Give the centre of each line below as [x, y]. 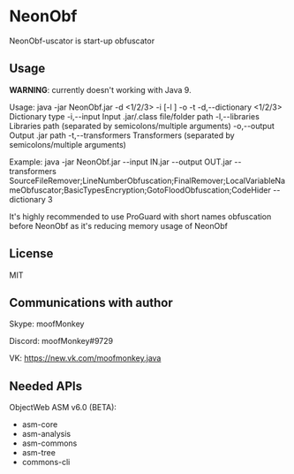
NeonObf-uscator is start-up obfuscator [82, 41]
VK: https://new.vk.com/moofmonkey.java [85, 358]
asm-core [40, 424]
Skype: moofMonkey [47, 324]
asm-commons [49, 443]
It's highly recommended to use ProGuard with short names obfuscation [140, 216]
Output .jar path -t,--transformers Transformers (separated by [122, 135]
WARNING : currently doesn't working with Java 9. [100, 89]
